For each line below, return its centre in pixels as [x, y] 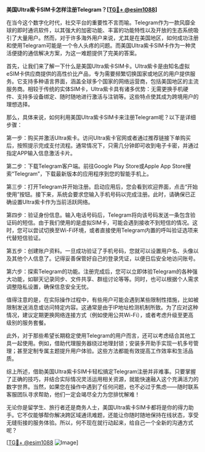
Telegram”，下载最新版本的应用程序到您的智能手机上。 [83, 174]
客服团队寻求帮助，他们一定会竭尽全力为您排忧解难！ [73, 394]
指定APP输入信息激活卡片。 [41, 153]
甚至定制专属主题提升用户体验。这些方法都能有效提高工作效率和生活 [102, 351]
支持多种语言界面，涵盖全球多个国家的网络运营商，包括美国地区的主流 [110, 81]
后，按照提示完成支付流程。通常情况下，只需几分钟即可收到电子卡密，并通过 [103, 145]
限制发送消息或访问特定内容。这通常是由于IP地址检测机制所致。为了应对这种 [102, 307]
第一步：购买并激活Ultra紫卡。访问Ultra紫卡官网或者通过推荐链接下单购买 [99, 138]
